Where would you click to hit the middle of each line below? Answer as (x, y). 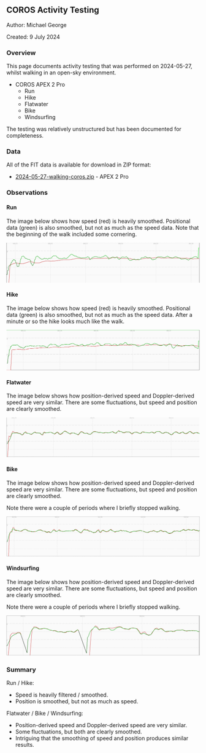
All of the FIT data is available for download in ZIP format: (79, 165)
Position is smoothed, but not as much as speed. (77, 701)
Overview (21, 53)
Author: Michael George (36, 25)
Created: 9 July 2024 (33, 37)
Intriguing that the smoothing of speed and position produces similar (102, 738)
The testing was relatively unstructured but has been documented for (94, 129)
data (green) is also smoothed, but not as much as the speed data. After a (100, 315)
